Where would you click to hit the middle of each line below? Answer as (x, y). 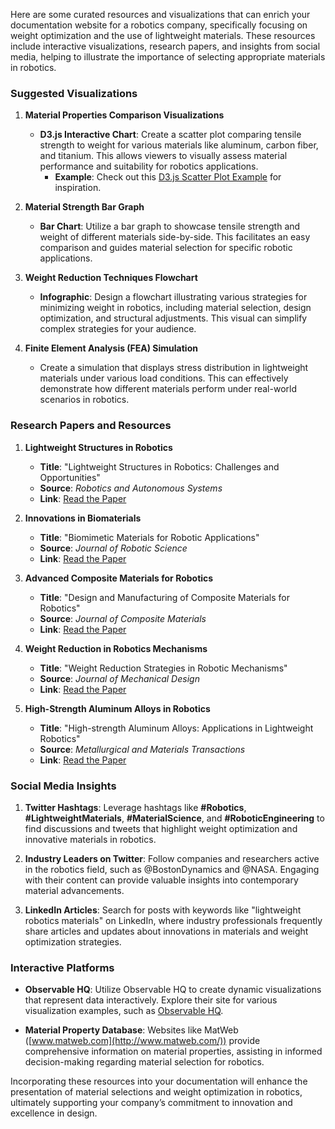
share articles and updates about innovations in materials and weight (166, 931)
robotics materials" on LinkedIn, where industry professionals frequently (173, 920)
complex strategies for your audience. (118, 329)
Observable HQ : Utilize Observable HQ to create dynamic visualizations (173, 990)
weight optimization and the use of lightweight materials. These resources (163, 35)
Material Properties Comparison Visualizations (124, 115)
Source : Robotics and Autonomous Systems (131, 488)
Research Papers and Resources (91, 426)
